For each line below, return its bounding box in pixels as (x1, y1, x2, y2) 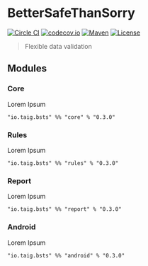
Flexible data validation (24, 42, 92, 50)
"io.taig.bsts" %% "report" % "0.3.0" (7, 206, 122, 213)
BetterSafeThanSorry (7, 5, 136, 21)
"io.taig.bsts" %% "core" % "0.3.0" (7, 113, 115, 121)
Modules (7, 62, 47, 75)
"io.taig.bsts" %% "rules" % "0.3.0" (7, 159, 119, 167)
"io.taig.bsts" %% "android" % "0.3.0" (7, 252, 125, 259)
